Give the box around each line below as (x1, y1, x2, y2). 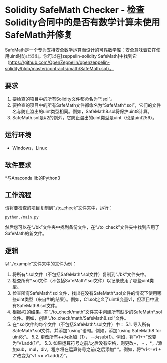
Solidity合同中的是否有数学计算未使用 (5, 17, 160, 28)
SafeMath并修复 (5, 29, 73, 41)
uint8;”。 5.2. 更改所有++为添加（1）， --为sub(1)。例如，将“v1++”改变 (12, 334, 157, 340)
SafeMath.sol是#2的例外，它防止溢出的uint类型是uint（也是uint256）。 (12, 114, 157, 120)
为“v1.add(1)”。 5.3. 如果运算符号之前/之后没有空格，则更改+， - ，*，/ (12, 340, 158, 346)
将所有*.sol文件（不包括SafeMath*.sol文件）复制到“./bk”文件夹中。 (12, 271, 149, 277)
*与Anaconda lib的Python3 (5, 175, 61, 181)
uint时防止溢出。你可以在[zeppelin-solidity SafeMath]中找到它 (9, 53, 137, 59)
